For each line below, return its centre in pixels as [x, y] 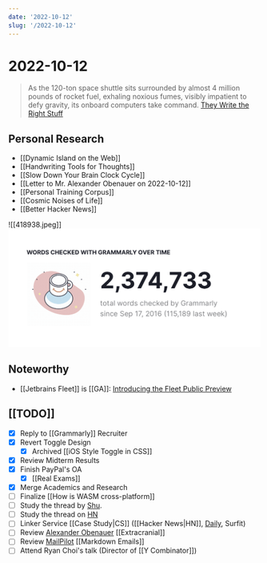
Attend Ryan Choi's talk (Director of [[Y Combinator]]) [108, 551]
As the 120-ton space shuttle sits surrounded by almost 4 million [134, 88]
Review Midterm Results [60, 460]
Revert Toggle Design [56, 442]
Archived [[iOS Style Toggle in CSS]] [92, 451]
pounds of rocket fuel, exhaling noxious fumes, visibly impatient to [137, 97]
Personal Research [56, 139]
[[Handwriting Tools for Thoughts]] [77, 167]
